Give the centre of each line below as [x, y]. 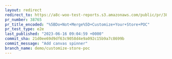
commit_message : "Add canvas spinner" [46, 44]
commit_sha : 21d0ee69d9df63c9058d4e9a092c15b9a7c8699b [65, 39]
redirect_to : [19, 15]
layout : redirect [23, 10]
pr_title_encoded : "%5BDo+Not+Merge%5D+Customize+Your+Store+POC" [77, 24]
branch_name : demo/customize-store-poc [47, 48]
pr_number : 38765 [23, 19]
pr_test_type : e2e [24, 29]
